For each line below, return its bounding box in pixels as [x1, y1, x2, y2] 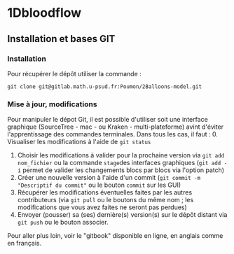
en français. [7, 239, 42, 248]
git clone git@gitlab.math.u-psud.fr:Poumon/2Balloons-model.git [7, 83, 202, 90]
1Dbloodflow [7, 5, 82, 21]
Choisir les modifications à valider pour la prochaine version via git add [17, 151, 225, 160]
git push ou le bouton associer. [17, 218, 109, 227]
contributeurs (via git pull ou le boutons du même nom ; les [17, 196, 194, 204]
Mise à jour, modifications [7, 99, 97, 109]
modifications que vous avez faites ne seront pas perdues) [17, 203, 187, 211]
